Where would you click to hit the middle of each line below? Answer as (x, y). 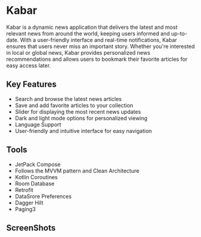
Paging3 (25, 209)
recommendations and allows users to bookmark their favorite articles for (97, 59)
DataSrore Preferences (43, 196)
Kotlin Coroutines (36, 177)
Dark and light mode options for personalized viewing (81, 118)
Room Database (35, 183)
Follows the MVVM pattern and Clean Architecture (77, 171)
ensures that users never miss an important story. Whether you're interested (100, 46)
